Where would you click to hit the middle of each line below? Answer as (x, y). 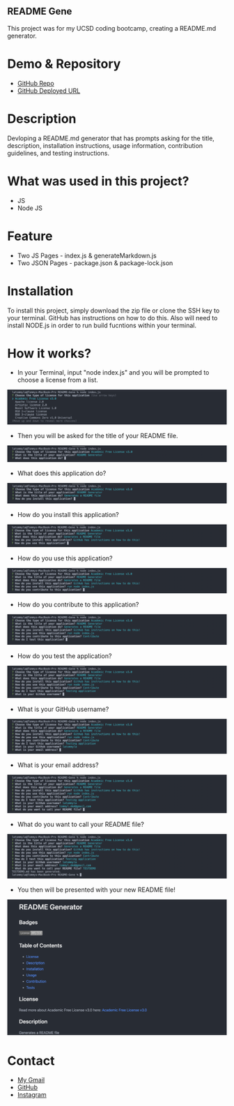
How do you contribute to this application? (78, 605)
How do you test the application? (64, 656)
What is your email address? (58, 765)
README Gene (40, 12)
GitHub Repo (36, 83)
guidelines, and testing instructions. (58, 153)
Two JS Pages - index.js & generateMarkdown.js (87, 255)
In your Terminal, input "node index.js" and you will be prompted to (113, 373)
